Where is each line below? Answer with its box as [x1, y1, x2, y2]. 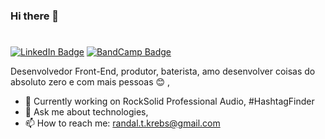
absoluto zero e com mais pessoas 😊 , [10, 76, 171, 88]
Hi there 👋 [10, 9, 60, 23]
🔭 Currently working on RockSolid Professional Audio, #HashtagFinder [24, 95, 315, 108]
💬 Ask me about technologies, [24, 106, 149, 118]
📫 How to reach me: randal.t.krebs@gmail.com [24, 117, 221, 129]
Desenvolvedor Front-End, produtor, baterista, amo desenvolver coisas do [10, 65, 316, 78]
